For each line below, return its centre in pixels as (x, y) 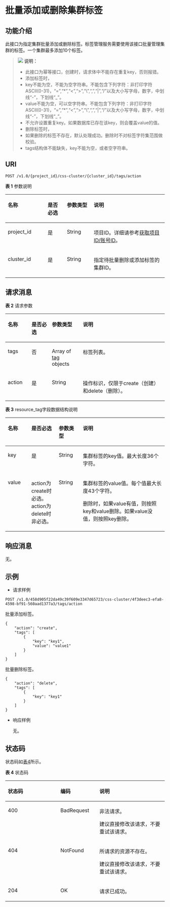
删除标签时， (38, 129)
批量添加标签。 (21, 614)
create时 (41, 491)
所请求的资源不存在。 (125, 852)
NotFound (72, 851)
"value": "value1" (52, 646)
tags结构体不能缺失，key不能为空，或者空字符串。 (78, 148)
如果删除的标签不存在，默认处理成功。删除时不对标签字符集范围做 (94, 135)
